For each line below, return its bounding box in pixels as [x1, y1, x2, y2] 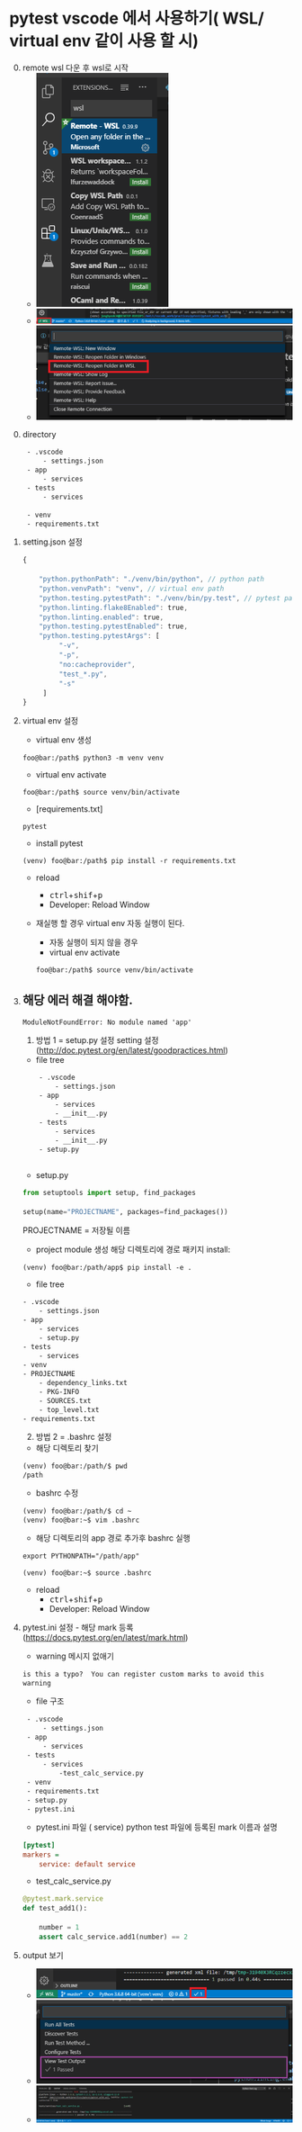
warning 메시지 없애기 [35, 1651, 115, 1661]
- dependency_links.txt [39, 1378, 128, 1387]
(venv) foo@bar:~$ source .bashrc [22, 1568, 152, 1578]
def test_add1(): [22, 1904, 88, 1913]
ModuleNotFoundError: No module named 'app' [22, 1018, 192, 1027]
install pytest [35, 838, 84, 849]
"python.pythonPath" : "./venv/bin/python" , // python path [39, 575, 265, 584]
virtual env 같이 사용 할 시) [9, 31, 200, 51]
